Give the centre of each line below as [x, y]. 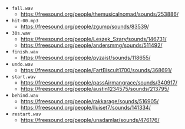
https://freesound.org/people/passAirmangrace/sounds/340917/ [99, 83]
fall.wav [22, 8]
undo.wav [22, 64]
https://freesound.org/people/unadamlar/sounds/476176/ [90, 120]
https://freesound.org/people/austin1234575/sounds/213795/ [95, 89]
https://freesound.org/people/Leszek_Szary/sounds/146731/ [93, 39]
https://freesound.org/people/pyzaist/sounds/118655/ [85, 58]
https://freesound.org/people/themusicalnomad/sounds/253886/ [99, 14]
